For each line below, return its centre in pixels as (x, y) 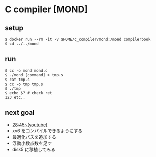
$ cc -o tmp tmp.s (24, 84)
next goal (20, 112)
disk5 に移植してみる (34, 149)
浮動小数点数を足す (32, 143)
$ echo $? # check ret (28, 93)
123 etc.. (15, 97)
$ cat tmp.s (17, 80)
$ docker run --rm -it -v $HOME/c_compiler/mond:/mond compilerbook (78, 39)
